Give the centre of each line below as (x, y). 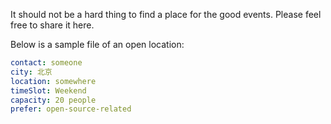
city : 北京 (31, 72)
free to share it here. (52, 25)
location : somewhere (53, 81)
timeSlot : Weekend (48, 90)
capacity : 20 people (53, 100)
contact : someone (46, 63)
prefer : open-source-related (71, 109)
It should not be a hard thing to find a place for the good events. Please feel (166, 14)
